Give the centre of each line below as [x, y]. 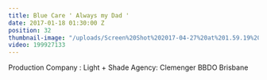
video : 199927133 [37, 45]
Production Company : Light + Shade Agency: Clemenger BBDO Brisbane [128, 67]
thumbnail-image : [37, 38]
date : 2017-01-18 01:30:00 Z [56, 23]
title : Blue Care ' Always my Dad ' [69, 15]
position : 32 [30, 30]
